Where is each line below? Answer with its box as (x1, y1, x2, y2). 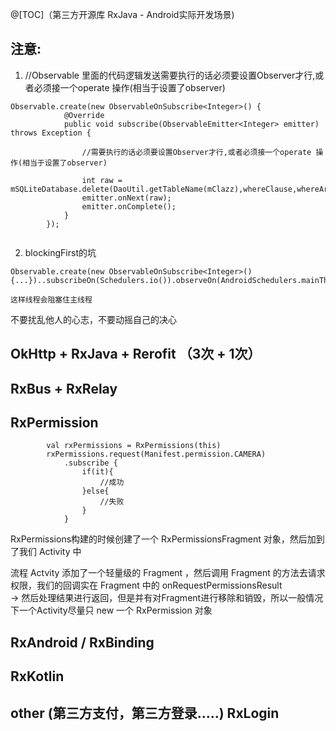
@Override (63, 110, 105, 120)
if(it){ (81, 467, 114, 477)
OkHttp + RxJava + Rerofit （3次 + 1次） (10, 346, 262, 363)
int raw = (81, 175, 123, 185)
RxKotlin (10, 668, 65, 685)
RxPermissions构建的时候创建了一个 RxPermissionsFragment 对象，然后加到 (10, 533, 325, 545)
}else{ (81, 486, 110, 497)
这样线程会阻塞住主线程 (10, 294, 93, 305)
